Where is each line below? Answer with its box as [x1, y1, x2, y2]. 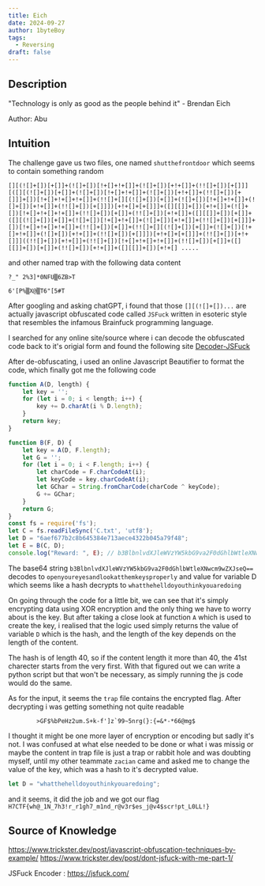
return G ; [22, 505, 55, 513]
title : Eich [8, 11, 47, 20]
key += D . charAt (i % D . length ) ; [36, 403, 144, 411]
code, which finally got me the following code [8, 365, 156, 374]
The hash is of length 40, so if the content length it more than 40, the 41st [8, 653, 248, 662]
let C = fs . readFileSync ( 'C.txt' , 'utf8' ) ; [8, 527, 154, 535]
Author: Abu [8, 114, 47, 123]
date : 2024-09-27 [8, 19, 65, 27]
